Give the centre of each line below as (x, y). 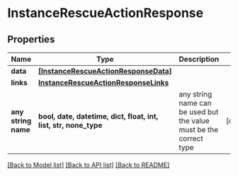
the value (194, 121)
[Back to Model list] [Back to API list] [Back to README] (89, 165)
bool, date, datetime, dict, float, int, (98, 116)
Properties (31, 39)
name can (195, 103)
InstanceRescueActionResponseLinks (103, 83)
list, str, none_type (70, 125)
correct (191, 138)
